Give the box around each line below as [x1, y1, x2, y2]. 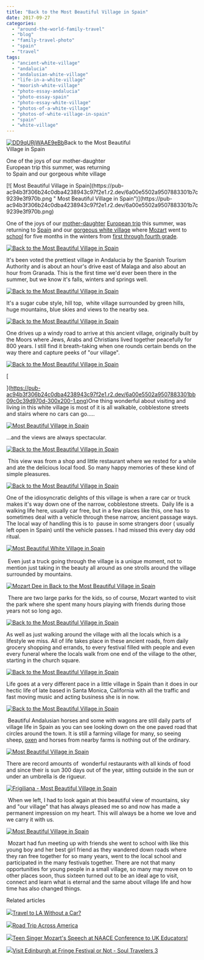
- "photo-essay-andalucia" [12, 88, 80, 94]
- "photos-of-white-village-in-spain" [12, 111, 111, 117]
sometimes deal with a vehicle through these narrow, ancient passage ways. [6, 513, 198, 521]
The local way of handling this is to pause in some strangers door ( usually [6, 520, 195, 527]
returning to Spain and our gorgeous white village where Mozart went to [6, 226, 187, 233]
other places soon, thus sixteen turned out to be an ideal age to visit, [6, 872, 178, 880]
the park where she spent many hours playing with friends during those [6, 601, 186, 608]
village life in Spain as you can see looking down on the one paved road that [6, 724, 197, 731]
